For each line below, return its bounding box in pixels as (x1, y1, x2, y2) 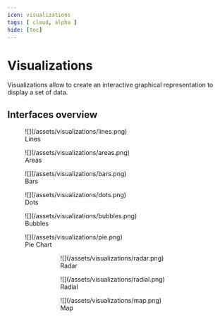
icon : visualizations (7, 11, 71, 18)
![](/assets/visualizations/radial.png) (60, 275, 166, 284)
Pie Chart (25, 240, 52, 249)
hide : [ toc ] (7, 26, 42, 33)
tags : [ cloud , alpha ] (7, 18, 78, 26)
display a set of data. (7, 88, 68, 96)
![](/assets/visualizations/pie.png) (25, 233, 123, 242)
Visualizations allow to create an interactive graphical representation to (7, 81, 214, 89)
